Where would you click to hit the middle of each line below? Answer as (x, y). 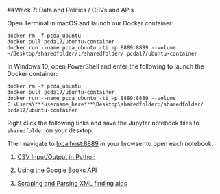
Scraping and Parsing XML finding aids (72, 183)
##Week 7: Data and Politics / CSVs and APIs (71, 10)
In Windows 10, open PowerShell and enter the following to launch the (106, 66)
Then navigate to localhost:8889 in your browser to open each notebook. (110, 144)
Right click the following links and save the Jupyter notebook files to (103, 123)
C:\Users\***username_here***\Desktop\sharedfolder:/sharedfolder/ (106, 104)
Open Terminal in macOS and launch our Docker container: (90, 23)
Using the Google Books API (57, 170)
